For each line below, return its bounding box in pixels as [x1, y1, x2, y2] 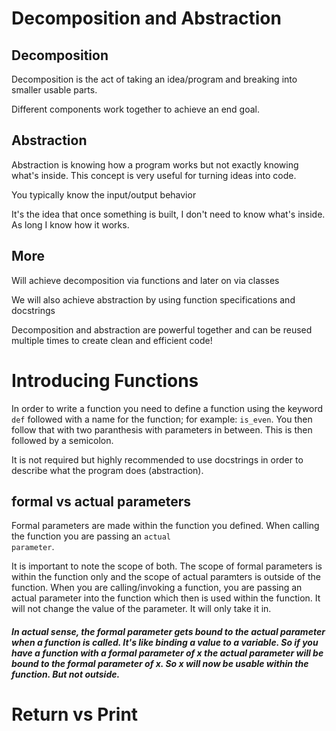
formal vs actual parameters [11, 493, 192, 510]
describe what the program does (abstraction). [11, 464, 204, 476]
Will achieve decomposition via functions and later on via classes [11, 274, 280, 286]
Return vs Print [11, 703, 139, 726]
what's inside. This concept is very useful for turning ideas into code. [11, 169, 297, 181]
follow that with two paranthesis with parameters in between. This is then [11, 423, 313, 436]
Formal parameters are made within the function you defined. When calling [11, 520, 320, 532]
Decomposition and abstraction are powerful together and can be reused [11, 323, 313, 336]
